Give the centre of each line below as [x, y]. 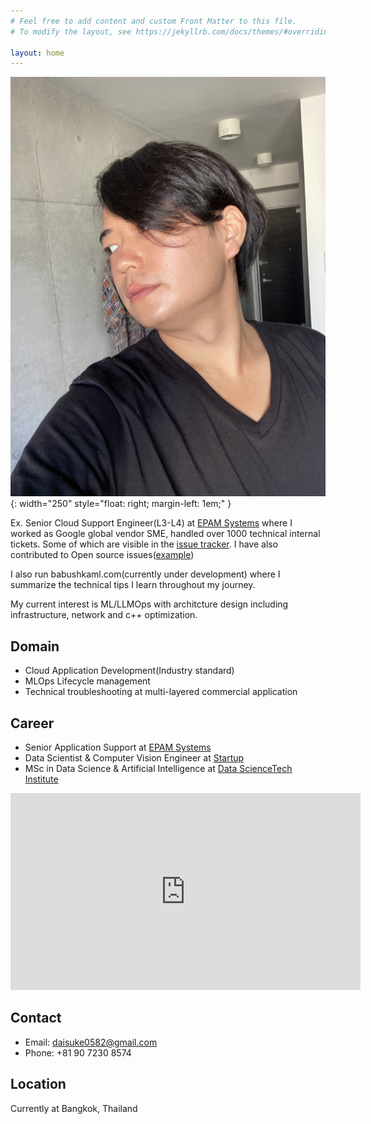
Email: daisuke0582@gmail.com [91, 1042]
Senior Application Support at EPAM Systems [118, 747]
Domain [35, 646]
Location [38, 1084]
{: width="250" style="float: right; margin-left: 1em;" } [121, 504]
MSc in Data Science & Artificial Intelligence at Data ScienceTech [158, 768]
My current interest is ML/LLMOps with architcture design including [149, 604]
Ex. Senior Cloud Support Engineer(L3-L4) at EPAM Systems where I [151, 523]
